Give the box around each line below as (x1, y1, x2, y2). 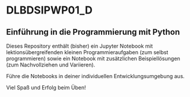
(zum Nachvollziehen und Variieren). (6, 61, 96, 68)
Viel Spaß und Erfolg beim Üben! (6, 84, 86, 91)
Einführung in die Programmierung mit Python (6, 27, 180, 37)
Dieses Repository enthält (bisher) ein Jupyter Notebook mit (6, 42, 153, 49)
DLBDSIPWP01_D (6, 4, 93, 17)
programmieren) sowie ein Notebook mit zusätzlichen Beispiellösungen (6, 55, 180, 62)
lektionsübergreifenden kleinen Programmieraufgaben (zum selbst (6, 49, 169, 56)
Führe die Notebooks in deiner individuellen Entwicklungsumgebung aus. (6, 73, 185, 79)
